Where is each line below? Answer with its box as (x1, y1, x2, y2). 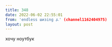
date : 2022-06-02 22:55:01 (5, 12, 63, 17)
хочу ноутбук (5, 36, 34, 42)
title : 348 (5, 7, 29, 13)
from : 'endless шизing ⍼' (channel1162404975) (5, 17, 107, 22)
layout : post (5, 21, 33, 27)
